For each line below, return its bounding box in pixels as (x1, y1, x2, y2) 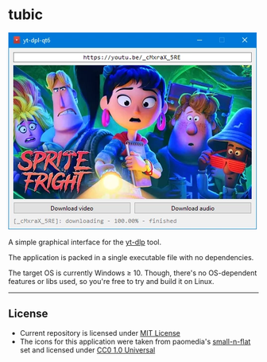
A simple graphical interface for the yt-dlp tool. (8, 237, 161, 247)
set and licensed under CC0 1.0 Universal (19, 344, 156, 355)
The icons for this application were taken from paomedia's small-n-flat (19, 337, 251, 346)
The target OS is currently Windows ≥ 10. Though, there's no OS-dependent (8, 268, 257, 278)
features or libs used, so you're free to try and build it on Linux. (8, 276, 215, 286)
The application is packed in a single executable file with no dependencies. (8, 252, 254, 262)
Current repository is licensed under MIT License (19, 328, 181, 337)
